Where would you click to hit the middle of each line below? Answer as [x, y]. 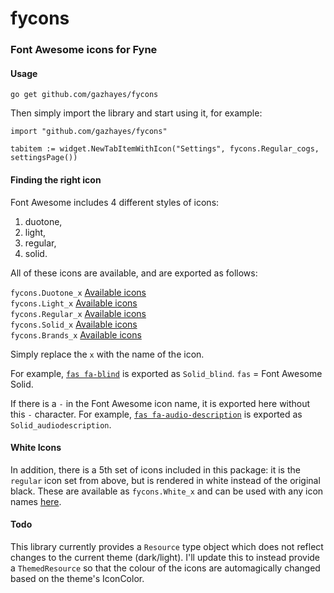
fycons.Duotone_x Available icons [78, 292]
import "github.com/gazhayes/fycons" [89, 132]
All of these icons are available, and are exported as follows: [134, 273]
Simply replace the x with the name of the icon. [107, 354]
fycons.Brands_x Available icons [76, 334]
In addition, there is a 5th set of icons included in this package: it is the [155, 469]
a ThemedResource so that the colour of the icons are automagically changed [165, 568]
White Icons [36, 448]
